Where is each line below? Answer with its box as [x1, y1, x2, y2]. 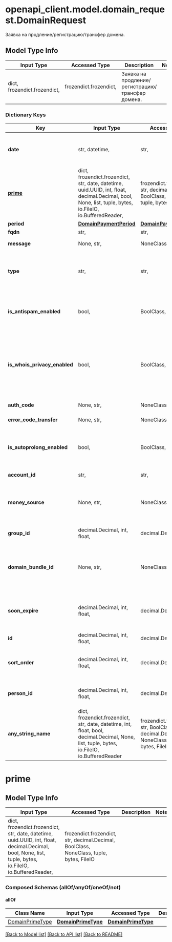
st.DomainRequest [5, 14, 86, 26]
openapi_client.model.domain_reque [5, 4, 165, 15]
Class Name [14, 910, 45, 917]
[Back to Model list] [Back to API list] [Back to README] [5, 931, 123, 937]
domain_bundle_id [8, 564, 54, 571]
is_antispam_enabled [8, 308, 60, 315]
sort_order [8, 659, 34, 666]
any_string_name [8, 730, 51, 738]
